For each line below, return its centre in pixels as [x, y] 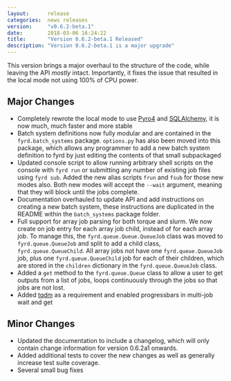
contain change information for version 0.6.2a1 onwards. [98, 348]
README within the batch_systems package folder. [89, 214]
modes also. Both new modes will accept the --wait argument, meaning [120, 185]
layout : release [38, 13]
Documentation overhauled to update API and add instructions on [110, 199]
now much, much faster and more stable [75, 126]
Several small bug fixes [50, 370]
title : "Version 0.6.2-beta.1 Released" [75, 39]
